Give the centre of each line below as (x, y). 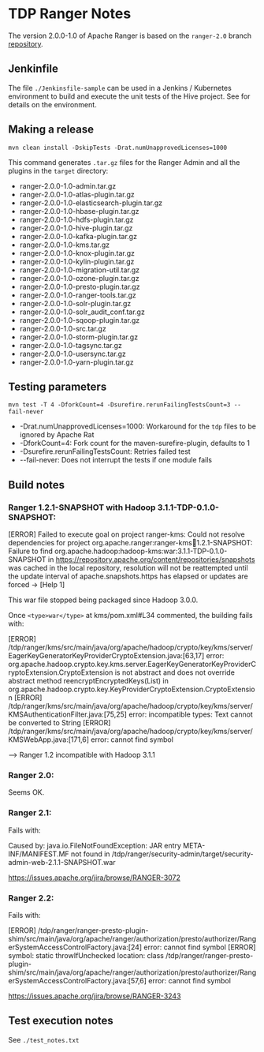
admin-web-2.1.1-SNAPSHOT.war (62, 862)
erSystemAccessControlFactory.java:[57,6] (78, 980)
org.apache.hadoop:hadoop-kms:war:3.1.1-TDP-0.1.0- (141, 551)
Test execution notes (61, 1021)
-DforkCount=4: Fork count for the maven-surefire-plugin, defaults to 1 (135, 444)
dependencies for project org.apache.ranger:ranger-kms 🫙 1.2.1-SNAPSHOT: (130, 543)
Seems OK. (26, 792)
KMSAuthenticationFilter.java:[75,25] (68, 714)
